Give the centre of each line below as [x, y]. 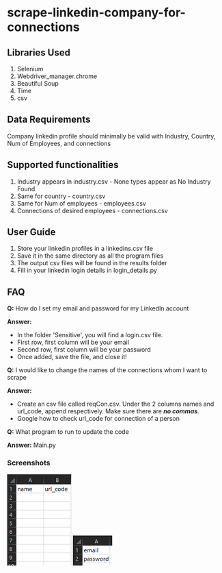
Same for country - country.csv [61, 196]
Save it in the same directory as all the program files [90, 256]
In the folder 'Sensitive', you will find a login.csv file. [90, 335]
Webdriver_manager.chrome [57, 76]
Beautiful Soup [38, 83]
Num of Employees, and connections [59, 143]
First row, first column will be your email [73, 342]
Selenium [30, 69]
